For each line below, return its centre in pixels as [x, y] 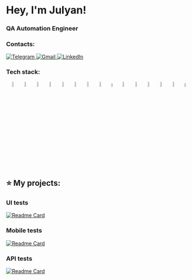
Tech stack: [23, 72]
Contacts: [20, 44]
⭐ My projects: [33, 183]
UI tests [17, 203]
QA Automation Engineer [42, 29]
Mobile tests [24, 230]
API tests [19, 258]
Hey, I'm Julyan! [46, 10]
